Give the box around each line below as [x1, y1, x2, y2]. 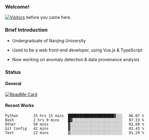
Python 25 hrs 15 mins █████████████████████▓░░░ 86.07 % [5, 113, 145, 118]
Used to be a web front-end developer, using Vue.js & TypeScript [12, 47, 143, 53]
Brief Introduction [5, 27, 48, 34]
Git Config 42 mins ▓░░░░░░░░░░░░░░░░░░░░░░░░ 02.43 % [5, 126, 145, 131]
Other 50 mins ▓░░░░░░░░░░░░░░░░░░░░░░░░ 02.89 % [5, 122, 145, 127]
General [5, 81, 22, 87]
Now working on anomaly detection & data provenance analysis [12, 56, 140, 62]
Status [5, 69, 21, 75]
